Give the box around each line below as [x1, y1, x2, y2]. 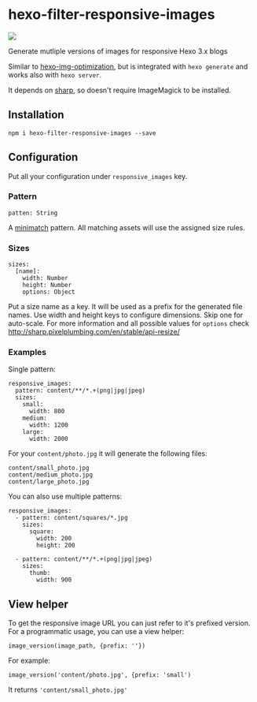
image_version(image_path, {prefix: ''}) [8, 642, 146, 650]
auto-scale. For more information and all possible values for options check [8, 319, 250, 328]
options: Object [22, 288, 76, 297]
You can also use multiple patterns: [8, 491, 123, 502]
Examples [8, 347, 47, 358]
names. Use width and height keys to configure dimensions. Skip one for [8, 310, 244, 320]
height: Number [22, 282, 72, 289]
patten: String [8, 209, 58, 217]
